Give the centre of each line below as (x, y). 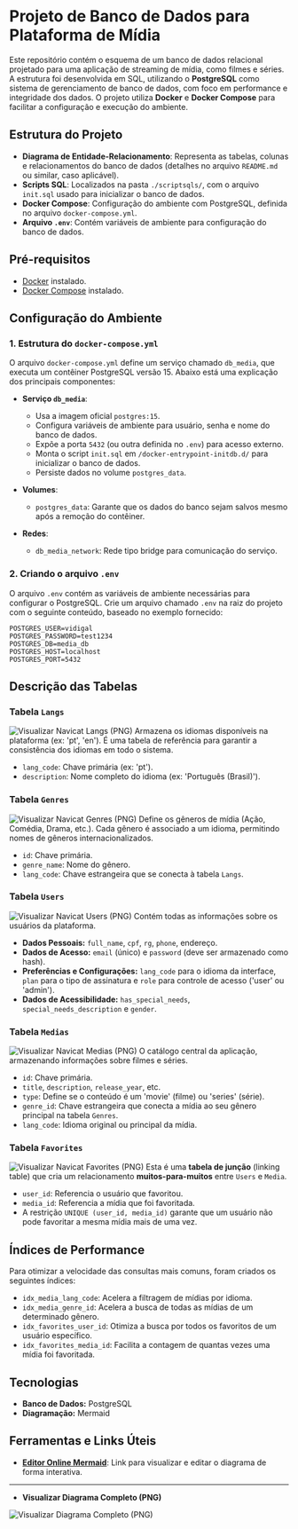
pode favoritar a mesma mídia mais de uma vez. (110, 1222)
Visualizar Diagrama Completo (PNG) (92, 1497)
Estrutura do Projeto (66, 135)
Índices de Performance (77, 1250)
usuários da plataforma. (52, 926)
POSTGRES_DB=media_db (49, 644)
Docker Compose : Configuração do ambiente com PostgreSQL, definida (155, 203)
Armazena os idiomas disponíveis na (201, 731)
